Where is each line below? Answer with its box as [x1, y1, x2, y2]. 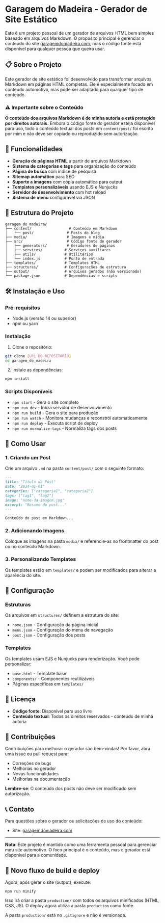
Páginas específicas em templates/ [12, 681, 84, 686]
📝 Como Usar [5, 439, 46, 448]
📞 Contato [5, 805, 34, 813]
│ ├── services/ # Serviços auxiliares [5, 247, 111, 252]
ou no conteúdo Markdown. [5, 544, 61, 550]
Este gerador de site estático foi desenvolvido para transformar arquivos [5, 76, 152, 82]
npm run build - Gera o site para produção [12, 410, 99, 416]
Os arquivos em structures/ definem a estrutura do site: [5, 612, 119, 618]
